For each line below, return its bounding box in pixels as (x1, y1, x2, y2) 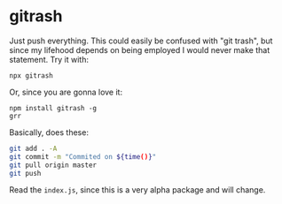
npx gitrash (9, 71, 53, 80)
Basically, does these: (9, 126, 89, 138)
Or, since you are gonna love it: (9, 87, 122, 97)
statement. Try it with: (9, 54, 89, 64)
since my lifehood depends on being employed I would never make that (9, 44, 270, 55)
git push (9, 169, 42, 178)
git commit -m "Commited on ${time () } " (9, 152, 157, 161)
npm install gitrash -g (9, 103, 98, 112)
